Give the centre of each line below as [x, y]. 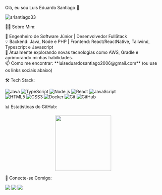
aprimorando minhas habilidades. [39, 58]
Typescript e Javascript [29, 47]
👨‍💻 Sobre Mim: [20, 27]
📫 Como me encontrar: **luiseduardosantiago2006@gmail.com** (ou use [81, 63]
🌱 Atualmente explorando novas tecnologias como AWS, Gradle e [72, 52]
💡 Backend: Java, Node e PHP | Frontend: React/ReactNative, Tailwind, [78, 41]
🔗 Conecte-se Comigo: [28, 178]
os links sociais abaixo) [29, 70]
